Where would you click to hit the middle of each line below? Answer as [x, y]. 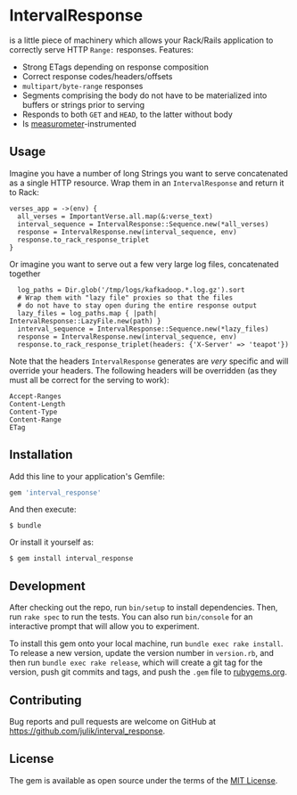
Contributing [45, 700]
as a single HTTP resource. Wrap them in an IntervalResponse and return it [147, 183]
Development [48, 586]
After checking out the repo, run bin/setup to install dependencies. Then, [144, 608]
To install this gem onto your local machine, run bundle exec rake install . [146, 643]
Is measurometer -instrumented [79, 123]
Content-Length [37, 404]
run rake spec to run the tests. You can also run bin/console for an [131, 617]
